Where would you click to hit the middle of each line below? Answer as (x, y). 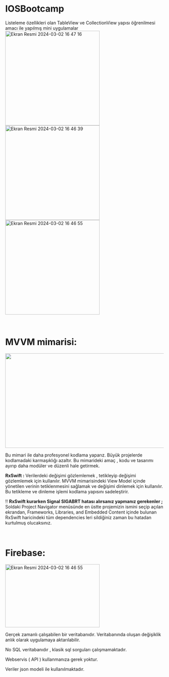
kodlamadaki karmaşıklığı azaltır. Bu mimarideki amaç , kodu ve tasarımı (79, 460)
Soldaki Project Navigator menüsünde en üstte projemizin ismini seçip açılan (84, 506)
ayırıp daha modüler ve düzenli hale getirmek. (53, 466)
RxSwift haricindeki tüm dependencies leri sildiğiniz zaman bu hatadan (78, 517)
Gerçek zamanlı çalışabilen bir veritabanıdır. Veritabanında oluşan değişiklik (83, 634)
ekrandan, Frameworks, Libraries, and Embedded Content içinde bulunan (81, 512)
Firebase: (25, 553)
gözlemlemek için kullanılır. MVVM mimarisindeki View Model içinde (75, 481)
